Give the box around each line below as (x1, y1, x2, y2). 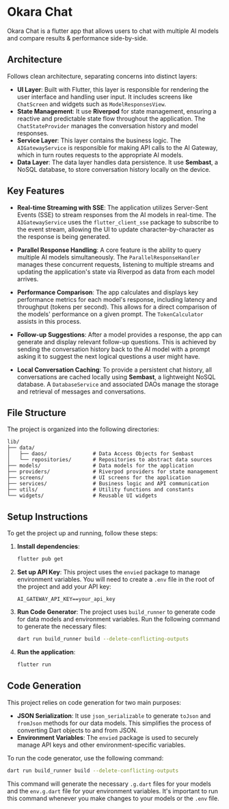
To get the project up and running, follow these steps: (7, 529, 159, 537)
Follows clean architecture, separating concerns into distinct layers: (7, 72, 198, 80)
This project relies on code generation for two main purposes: (7, 698, 181, 706)
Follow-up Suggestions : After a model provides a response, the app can (16, 330, 222, 339)
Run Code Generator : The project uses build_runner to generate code (16, 608, 216, 616)
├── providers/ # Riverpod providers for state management (7, 468, 219, 476)
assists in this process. (16, 317, 82, 325)
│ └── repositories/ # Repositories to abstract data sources (7, 457, 213, 463)
